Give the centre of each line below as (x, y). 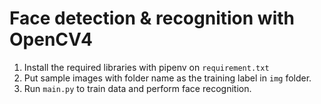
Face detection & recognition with (152, 18)
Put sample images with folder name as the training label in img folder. (167, 78)
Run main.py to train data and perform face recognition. (137, 88)
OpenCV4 (51, 39)
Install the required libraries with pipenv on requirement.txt (146, 67)
